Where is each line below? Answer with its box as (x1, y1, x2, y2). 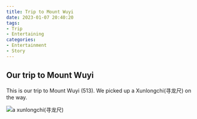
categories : (6, 37, 36, 43)
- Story (6, 48, 26, 54)
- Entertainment (6, 43, 47, 49)
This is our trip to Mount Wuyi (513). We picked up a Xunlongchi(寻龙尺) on (6, 87, 192, 94)
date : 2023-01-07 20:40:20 (6, 14, 74, 20)
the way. (6, 94, 28, 101)
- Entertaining (6, 31, 44, 37)
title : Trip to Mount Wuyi (6, 8, 74, 15)
